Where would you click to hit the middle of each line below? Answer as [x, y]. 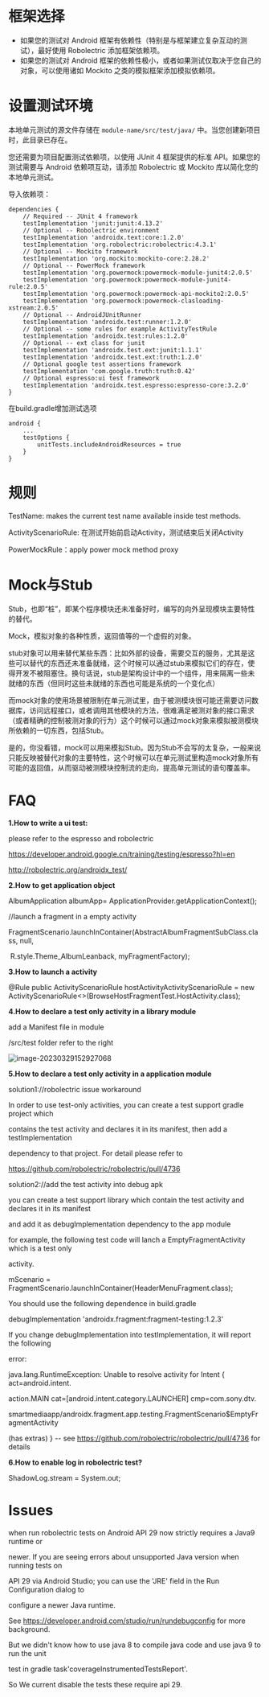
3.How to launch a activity [53, 972]
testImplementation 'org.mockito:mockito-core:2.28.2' [116, 258]
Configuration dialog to [47, 1589]
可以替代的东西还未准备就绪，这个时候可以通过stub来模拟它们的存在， [131, 663]
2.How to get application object [62, 885]
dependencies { [34, 209]
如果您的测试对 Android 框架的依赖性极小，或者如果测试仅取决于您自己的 [141, 60]
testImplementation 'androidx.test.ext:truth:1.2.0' [113, 357]
